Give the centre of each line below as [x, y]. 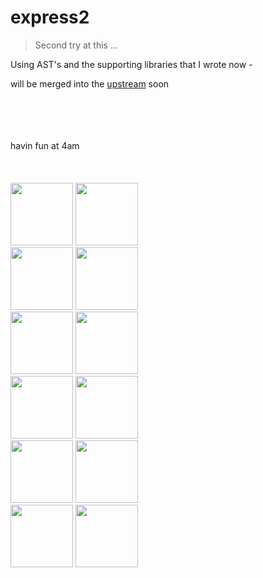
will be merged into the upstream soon [90, 83]
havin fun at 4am [45, 145]
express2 [50, 17]
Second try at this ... [76, 45]
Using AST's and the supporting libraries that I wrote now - [131, 64]
